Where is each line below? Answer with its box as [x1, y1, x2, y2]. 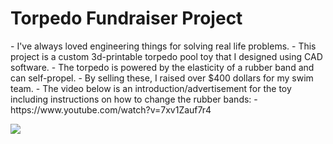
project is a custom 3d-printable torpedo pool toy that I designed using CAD [10, 50, 323, 62]
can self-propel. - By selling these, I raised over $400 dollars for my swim [10, 72, 314, 84]
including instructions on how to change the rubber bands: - [10, 93, 258, 105]
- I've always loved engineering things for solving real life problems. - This [10, 40, 317, 52]
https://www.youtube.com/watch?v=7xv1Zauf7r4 [10, 103, 212, 116]
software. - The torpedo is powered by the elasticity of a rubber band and [10, 61, 315, 73]
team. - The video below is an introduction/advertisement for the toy [10, 82, 292, 94]
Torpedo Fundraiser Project [10, 7, 243, 30]
